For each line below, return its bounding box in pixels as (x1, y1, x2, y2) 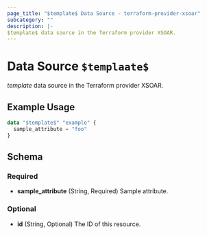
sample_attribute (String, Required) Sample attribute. (16, 187, 169, 195)
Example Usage (7, 101, 75, 113)
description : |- (7, 23, 53, 29)
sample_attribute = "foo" (13, 125, 88, 132)
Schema (7, 151, 43, 163)
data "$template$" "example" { (7, 119, 97, 126)
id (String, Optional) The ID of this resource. (16, 220, 141, 228)
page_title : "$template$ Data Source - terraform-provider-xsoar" (7, 10, 201, 17)
